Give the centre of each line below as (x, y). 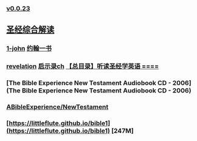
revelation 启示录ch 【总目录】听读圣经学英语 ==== (83, 66)
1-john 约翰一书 (29, 49)
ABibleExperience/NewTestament (57, 107)
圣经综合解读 (30, 29)
